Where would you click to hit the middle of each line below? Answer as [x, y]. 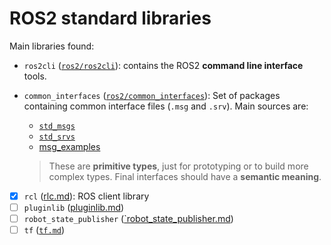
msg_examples [69, 146]
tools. [35, 76]
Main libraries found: [52, 46]
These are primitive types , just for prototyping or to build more [178, 166]
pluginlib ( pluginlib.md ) [74, 207]
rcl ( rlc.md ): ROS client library [86, 196]
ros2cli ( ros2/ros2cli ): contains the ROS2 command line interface [163, 65]
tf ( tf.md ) [44, 230]
